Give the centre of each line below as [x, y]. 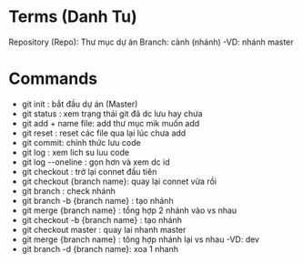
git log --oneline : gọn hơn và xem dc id [96, 162]
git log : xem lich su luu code [75, 152]
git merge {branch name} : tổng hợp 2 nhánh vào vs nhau [129, 210]
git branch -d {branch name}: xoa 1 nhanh [100, 248]
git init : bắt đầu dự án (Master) [80, 104]
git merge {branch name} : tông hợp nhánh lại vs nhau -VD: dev [141, 239]
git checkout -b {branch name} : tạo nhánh [102, 219]
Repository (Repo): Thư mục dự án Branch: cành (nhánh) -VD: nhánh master [151, 42]
